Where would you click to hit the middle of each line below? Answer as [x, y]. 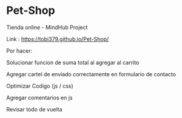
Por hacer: [19, 51]
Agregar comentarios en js [39, 97]
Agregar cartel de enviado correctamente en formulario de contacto [91, 74]
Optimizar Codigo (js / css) [40, 86]
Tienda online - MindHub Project [47, 27]
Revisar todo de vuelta [34, 109]
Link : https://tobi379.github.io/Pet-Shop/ [58, 39]
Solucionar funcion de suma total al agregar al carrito [73, 62]
